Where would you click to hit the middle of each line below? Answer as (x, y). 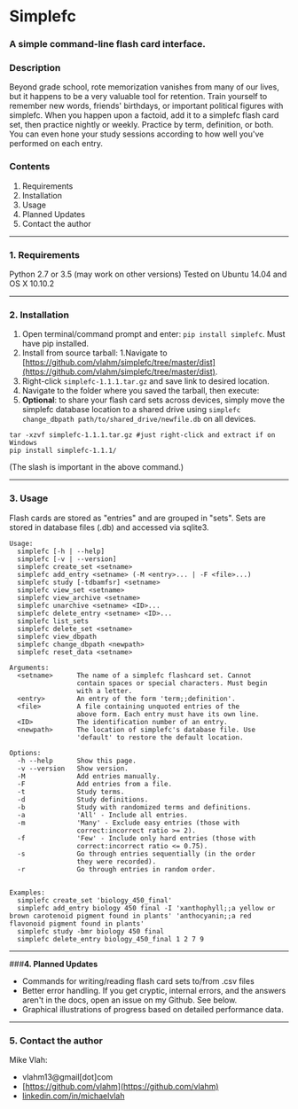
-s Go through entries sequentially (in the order (136, 854)
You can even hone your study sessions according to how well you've (137, 134)
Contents (30, 167)
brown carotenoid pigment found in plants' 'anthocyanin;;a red (130, 916)
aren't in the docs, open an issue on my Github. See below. (129, 1000)
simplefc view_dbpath (57, 637)
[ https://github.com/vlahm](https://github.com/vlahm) (120, 1086)
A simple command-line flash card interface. (107, 44)
